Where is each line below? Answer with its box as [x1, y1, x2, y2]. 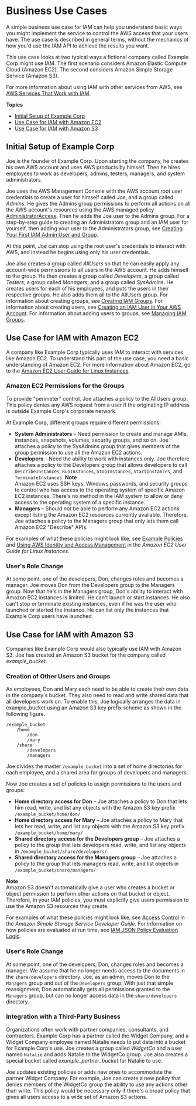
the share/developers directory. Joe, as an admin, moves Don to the [6, 973, 170, 980]
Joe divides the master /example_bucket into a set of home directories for [6, 763, 183, 770]
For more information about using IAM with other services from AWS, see [6, 83, 183, 90]
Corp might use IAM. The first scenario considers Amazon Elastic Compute [6, 60, 187, 67]
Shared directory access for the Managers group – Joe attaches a [14, 854, 177, 861]
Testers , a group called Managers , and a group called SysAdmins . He [6, 278, 174, 285]
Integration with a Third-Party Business [6, 1012, 121, 1020]
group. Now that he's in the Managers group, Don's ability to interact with [6, 588, 183, 595]
